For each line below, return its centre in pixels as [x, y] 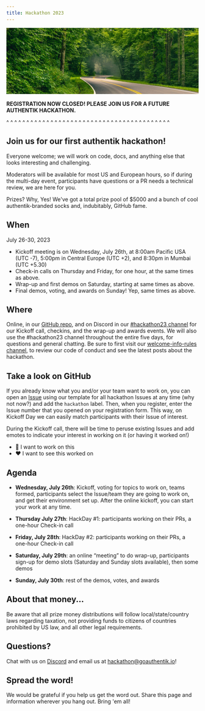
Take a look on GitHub [49, 376]
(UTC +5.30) [31, 264]
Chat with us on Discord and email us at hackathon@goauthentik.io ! [92, 661]
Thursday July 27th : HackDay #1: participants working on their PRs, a [103, 518]
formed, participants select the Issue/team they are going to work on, [102, 494]
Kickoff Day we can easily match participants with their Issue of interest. [97, 417]
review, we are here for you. [41, 187]
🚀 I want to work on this [45, 447]
